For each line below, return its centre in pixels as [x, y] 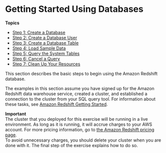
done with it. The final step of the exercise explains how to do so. [72, 145]
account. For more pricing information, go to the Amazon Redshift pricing [80, 129]
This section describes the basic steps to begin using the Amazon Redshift [81, 73]
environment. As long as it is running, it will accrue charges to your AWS [79, 124]
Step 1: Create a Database [39, 32]
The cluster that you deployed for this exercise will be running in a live [77, 119]
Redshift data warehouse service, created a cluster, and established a [76, 94]
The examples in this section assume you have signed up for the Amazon [80, 88]
